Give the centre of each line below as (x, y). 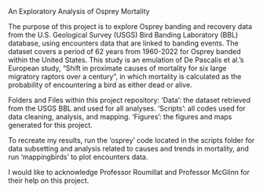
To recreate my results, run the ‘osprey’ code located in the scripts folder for (131, 140)
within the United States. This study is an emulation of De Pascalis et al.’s (126, 60)
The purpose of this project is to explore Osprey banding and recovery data (130, 26)
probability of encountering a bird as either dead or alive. (100, 85)
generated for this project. (50, 125)
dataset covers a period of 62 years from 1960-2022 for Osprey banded (124, 51)
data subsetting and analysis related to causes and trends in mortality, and (128, 149)
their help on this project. (49, 180)
